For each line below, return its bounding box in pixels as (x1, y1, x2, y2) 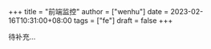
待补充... (8, 32, 36, 41)
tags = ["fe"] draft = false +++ (73, 16, 173, 25)
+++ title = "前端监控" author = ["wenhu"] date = (8, 7, 169, 16)
